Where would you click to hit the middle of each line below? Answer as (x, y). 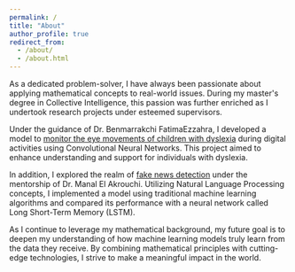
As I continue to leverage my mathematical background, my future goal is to (147, 229)
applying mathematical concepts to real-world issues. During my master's (144, 93)
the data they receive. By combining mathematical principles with (128, 248)
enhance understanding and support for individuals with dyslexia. (128, 157)
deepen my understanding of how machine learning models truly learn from (147, 239)
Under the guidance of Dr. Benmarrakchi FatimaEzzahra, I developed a (138, 129)
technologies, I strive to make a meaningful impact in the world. (145, 257)
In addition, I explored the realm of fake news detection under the (128, 175)
